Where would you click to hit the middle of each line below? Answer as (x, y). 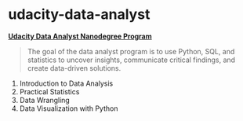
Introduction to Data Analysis (66, 83)
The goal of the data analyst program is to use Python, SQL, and (131, 51)
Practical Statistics (49, 91)
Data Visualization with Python (69, 108)
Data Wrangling (45, 100)
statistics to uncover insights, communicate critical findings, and (131, 60)
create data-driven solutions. (74, 68)
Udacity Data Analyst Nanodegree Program (80, 36)
